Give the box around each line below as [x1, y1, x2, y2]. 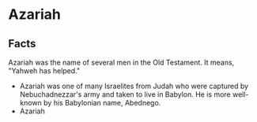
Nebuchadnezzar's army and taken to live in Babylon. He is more [19, 90, 231, 99]
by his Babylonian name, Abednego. [43, 98, 161, 107]
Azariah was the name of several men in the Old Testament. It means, [8, 57, 235, 67]
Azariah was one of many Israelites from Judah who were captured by [19, 81, 249, 91]
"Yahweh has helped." [8, 66, 81, 76]
